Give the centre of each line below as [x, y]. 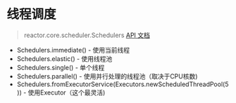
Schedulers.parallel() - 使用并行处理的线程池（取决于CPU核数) [107, 76]
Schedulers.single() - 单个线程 [61, 67]
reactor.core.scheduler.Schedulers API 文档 [87, 35]
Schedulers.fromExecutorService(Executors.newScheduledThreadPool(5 [123, 84]
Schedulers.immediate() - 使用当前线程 [73, 50]
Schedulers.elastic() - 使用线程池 [64, 59]
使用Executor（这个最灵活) [67, 92]
